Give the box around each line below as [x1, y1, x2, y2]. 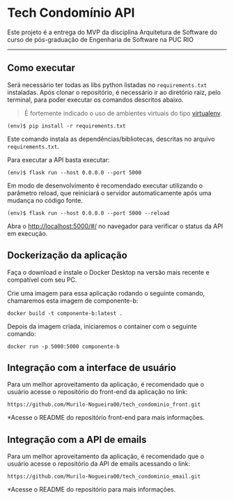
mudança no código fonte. [7, 196, 84, 204]
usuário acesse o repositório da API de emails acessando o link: [7, 460, 190, 468]
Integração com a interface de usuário [7, 361, 176, 374]
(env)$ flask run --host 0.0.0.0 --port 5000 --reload [7, 209, 170, 217]
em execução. [7, 229, 48, 238]
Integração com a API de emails [7, 434, 147, 446]
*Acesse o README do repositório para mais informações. [7, 485, 176, 494]
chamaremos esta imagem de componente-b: [7, 296, 139, 305]
